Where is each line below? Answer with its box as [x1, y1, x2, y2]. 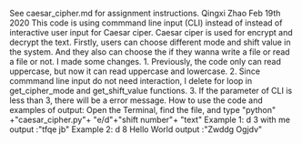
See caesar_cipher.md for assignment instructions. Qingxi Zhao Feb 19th [9, 8, 281, 18]
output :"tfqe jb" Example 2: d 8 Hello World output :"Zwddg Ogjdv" [9, 124, 263, 135]
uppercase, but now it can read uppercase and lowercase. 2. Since [9, 66, 261, 77]
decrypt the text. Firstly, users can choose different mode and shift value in [9, 36, 291, 47]
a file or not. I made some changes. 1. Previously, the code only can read [9, 57, 282, 67]
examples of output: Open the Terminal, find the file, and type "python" [9, 105, 276, 115]
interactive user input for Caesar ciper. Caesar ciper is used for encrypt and [9, 27, 293, 37]
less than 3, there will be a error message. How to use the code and [9, 95, 263, 106]
